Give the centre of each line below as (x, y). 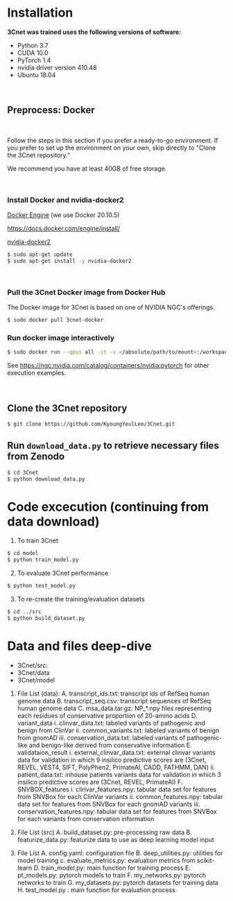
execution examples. (37, 373)
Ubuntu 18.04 (36, 75)
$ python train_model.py (43, 560)
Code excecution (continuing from (108, 507)
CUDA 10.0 (33, 53)
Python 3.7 (33, 45)
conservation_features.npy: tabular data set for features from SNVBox (117, 811)
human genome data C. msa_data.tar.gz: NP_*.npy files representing (114, 708)
